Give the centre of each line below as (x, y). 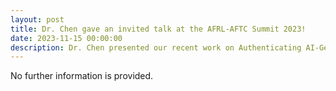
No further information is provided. (82, 76)
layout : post (37, 19)
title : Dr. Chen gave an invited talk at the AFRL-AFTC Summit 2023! (158, 29)
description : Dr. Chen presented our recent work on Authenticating (156, 47)
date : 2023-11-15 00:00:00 (66, 38)
